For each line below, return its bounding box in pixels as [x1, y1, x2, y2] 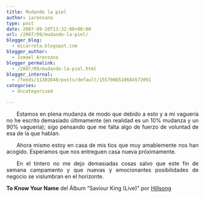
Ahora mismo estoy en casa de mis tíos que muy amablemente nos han [16, 141, 199, 149]
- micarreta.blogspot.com [12, 43, 78, 49]
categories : [6, 83, 37, 89]
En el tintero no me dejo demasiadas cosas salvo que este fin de [16, 160, 199, 167]
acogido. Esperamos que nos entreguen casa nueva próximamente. [6, 147, 176, 155]
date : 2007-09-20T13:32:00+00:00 [6, 26, 92, 32]
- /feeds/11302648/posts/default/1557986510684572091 [12, 77, 151, 83]
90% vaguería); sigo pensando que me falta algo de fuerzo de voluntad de [6, 123, 199, 130]
